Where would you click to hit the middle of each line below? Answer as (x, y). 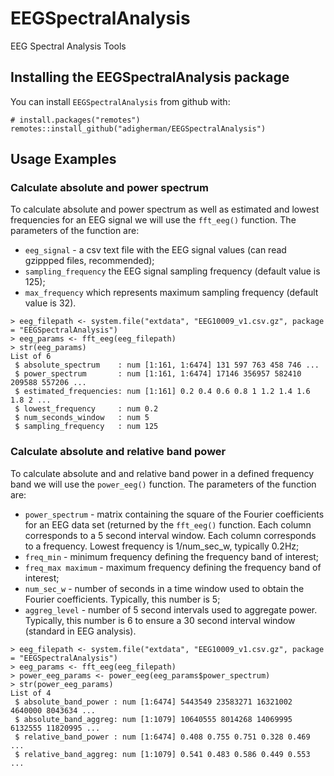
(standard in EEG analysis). (80, 631)
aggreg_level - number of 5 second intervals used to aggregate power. (171, 609)
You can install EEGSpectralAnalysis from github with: (120, 101)
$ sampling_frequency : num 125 (86, 427)
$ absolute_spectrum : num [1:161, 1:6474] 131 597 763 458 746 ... (167, 365)
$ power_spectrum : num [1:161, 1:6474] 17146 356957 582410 (158, 374)
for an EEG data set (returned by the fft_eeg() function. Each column (168, 524)
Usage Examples (63, 159)
